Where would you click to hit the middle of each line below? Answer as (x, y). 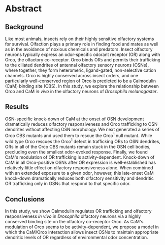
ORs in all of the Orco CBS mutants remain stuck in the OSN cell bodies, (78, 147)
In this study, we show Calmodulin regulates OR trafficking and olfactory (78, 211)
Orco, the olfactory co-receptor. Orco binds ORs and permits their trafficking (83, 60)
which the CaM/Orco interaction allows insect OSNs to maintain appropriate (82, 232)
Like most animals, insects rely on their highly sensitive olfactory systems (80, 39)
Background (24, 27)
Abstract (23, 9)
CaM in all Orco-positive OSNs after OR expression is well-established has (81, 163)
